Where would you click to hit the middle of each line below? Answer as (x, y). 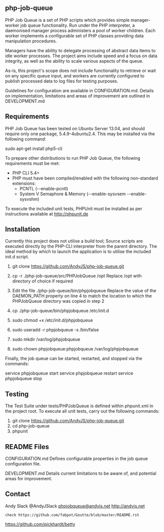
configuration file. (23, 464)
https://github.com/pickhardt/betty (40, 524)
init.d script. (17, 257)
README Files (27, 446)
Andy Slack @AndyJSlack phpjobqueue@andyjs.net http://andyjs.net (75, 506)
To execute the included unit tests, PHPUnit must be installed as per (74, 209)
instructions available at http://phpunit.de (47, 213)
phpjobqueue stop (24, 379)
